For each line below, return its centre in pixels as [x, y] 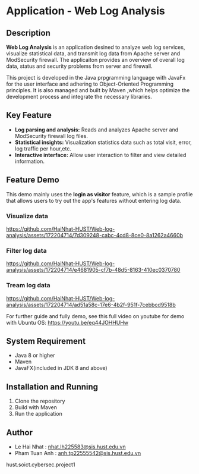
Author [19, 432]
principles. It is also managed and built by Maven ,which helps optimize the [98, 90]
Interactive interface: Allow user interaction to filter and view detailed [100, 155]
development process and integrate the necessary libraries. [79, 97]
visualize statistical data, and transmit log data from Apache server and [93, 54]
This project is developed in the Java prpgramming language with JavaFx [96, 78]
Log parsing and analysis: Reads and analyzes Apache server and [97, 130]
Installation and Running [52, 387]
